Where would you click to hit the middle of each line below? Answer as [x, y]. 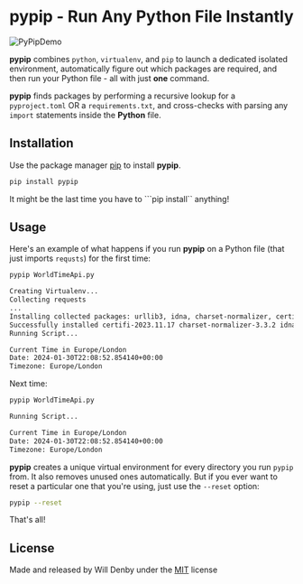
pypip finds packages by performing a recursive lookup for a [123, 96]
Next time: [28, 384]
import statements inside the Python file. [85, 115]
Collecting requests [48, 300]
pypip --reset [36, 503]
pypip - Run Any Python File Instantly [151, 17]
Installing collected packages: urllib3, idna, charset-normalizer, [141, 316]
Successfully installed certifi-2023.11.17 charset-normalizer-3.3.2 [143, 325]
